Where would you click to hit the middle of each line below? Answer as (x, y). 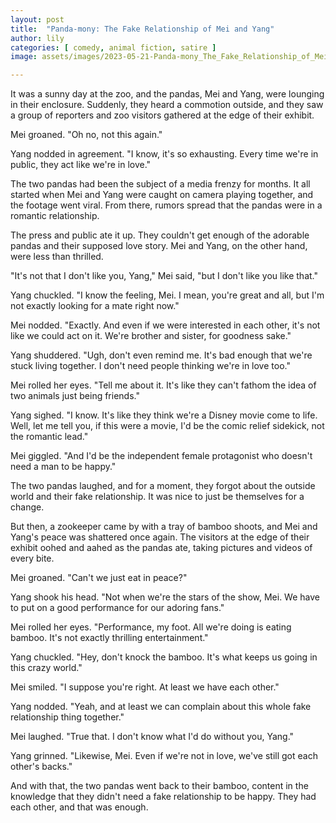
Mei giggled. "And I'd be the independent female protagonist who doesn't (161, 456)
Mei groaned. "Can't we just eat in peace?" (99, 578)
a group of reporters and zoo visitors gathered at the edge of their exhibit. (162, 115)
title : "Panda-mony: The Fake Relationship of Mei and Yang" (142, 29)
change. (27, 507)
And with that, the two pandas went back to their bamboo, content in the (159, 786)
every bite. (32, 558)
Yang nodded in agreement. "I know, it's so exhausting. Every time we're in (164, 154)
